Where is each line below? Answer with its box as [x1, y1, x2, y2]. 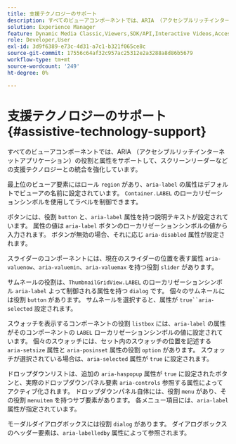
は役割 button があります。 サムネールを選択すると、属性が [7, 295, 178, 304]
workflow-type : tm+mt [7, 56, 71, 63]
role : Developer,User [7, 37, 71, 44]
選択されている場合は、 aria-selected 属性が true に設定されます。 [19, 354, 213, 363]
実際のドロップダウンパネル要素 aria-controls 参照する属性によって [25, 378, 223, 387]
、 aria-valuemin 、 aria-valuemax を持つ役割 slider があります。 [32, 263, 218, 271]
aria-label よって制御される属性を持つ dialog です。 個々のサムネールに [15, 287, 225, 295]
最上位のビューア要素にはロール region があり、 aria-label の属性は [7, 180, 204, 189]
